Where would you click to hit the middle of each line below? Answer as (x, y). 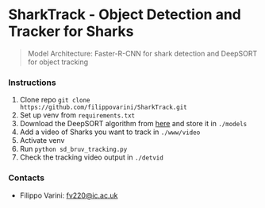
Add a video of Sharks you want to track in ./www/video (110, 132)
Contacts (27, 178)
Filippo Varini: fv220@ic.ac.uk (69, 195)
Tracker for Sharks (71, 31)
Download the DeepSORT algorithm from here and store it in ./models (133, 124)
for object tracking (58, 62)
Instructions (33, 83)
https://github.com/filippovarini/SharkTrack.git (104, 108)
